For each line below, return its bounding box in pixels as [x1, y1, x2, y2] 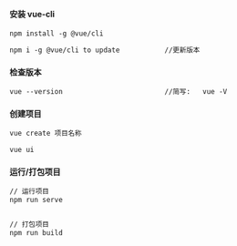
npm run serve [9, 196, 64, 205]
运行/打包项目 [9, 166, 61, 177]
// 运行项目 [9, 187, 50, 196]
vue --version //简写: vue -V [9, 87, 228, 97]
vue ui [9, 146, 35, 155]
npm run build [9, 228, 64, 237]
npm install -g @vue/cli [9, 29, 104, 38]
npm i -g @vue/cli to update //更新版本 [9, 46, 201, 55]
